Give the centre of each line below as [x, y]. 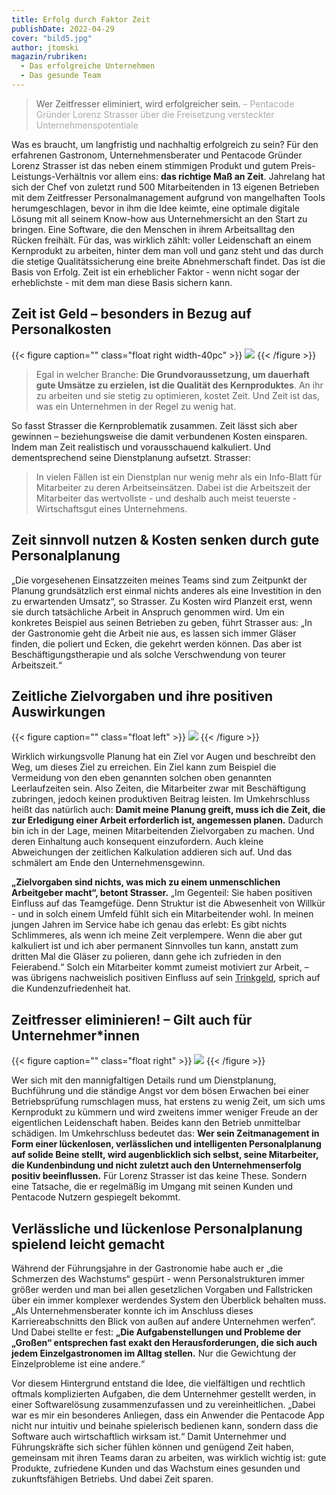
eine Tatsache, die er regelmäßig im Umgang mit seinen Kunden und [152, 1187]
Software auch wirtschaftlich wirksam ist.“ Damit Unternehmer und [149, 1436]
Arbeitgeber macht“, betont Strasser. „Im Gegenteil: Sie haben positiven [162, 893]
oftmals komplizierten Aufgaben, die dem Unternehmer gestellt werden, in [164, 1393]
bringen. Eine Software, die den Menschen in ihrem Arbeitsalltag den [153, 229]
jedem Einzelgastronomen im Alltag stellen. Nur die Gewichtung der [154, 1353]
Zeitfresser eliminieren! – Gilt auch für [132, 1019]
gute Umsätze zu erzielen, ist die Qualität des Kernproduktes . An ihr [179, 385]
